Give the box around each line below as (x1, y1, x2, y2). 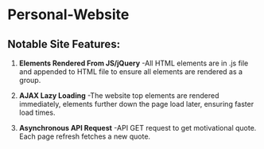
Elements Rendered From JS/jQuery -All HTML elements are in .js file (18, 58, 249, 68)
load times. (18, 108, 56, 117)
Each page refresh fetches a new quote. (18, 131, 151, 141)
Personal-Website (7, 6, 130, 24)
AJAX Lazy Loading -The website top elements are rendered (18, 91, 219, 100)
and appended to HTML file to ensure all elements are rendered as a (18, 67, 243, 76)
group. (18, 76, 41, 84)
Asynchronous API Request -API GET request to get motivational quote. (18, 124, 257, 132)
